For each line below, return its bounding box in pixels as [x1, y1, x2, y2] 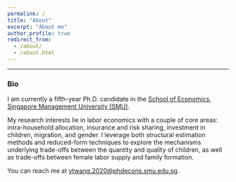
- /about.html [13, 50, 55, 57]
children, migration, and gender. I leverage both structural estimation [7, 131, 206, 139]
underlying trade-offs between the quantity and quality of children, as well [7, 146, 223, 154]
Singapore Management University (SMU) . [7, 102, 130, 111]
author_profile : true [7, 29, 71, 37]
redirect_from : [7, 36, 52, 43]
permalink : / [7, 10, 46, 17]
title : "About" [7, 17, 52, 24]
